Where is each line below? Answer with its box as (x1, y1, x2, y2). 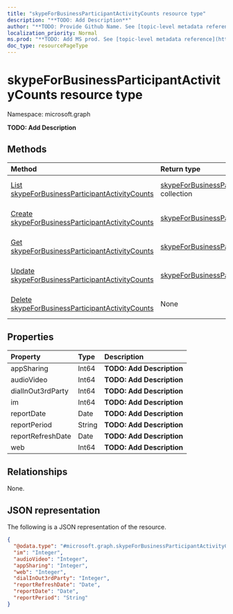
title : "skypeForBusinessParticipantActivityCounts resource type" (7, 10, 207, 17)
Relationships (7, 466, 68, 477)
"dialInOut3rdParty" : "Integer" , (13, 575, 110, 582)
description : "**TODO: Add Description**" (7, 17, 132, 24)
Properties (7, 331, 54, 343)
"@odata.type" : (13, 543, 58, 550)
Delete (10, 294, 33, 304)
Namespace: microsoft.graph (7, 110, 91, 118)
